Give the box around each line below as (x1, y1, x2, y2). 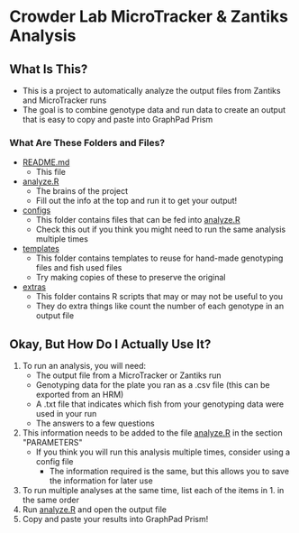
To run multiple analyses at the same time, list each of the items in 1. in (22, 485, 285, 496)
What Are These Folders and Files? (9, 136, 166, 149)
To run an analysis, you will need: (22, 361, 147, 372)
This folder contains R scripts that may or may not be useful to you (35, 291, 284, 302)
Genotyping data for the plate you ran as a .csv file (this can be (35, 380, 270, 391)
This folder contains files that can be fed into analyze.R (35, 215, 240, 225)
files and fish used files (35, 262, 122, 273)
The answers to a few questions (35, 418, 155, 429)
